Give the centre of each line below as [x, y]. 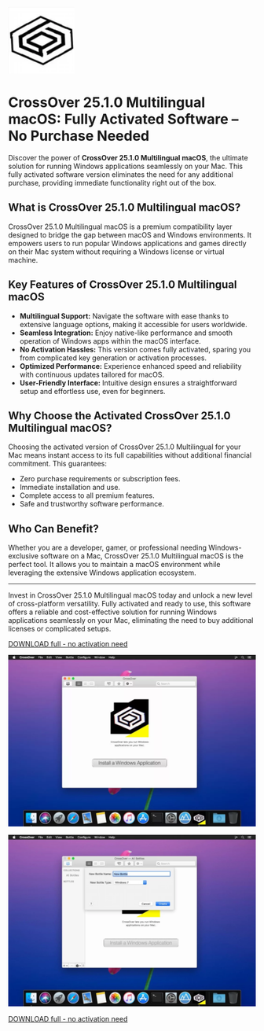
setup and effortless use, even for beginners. [92, 391]
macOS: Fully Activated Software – [123, 119]
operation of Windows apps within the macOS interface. [110, 341]
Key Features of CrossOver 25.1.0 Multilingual [123, 285]
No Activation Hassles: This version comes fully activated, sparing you [135, 349]
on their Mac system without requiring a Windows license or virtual [116, 252]
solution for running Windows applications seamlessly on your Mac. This [126, 166]
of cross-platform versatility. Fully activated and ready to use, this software [130, 604]
